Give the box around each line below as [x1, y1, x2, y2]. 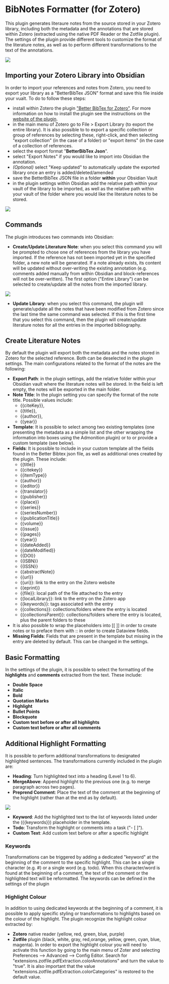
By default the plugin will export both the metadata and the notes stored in [5, 350, 160, 356]
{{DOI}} [20, 553, 36, 559]
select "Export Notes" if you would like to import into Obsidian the [12, 153, 150, 160]
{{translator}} [20, 488, 48, 494]
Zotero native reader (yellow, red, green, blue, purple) [12, 930, 125, 937]
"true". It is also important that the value [12, 963, 96, 969]
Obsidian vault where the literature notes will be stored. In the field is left [12, 381, 163, 387]
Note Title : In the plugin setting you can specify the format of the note [12, 392, 159, 398]
